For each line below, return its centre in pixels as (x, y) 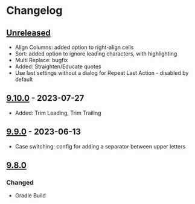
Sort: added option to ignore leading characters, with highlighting (96, 54)
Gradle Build (30, 196)
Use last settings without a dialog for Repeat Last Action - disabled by (102, 73)
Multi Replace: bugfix (41, 60)
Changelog (34, 11)
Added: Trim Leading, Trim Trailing (58, 113)
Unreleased (29, 33)
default (24, 79)
